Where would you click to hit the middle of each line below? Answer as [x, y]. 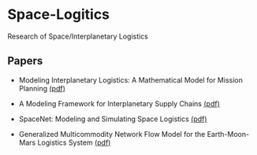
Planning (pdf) [42, 88]
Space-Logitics [59, 15]
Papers [25, 61]
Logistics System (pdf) [74, 142]
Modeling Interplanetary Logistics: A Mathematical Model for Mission [131, 79]
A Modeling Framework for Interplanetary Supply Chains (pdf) [119, 103]
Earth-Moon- [228, 134]
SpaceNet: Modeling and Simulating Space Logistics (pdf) [113, 119]
